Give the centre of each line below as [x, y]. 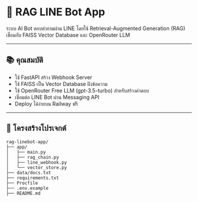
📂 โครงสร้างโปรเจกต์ [36, 128]
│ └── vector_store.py [37, 167]
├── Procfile [22, 183]
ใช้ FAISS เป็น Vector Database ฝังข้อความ [61, 84]
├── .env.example [27, 188]
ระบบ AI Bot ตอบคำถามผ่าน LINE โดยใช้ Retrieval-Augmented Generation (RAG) [96, 28]
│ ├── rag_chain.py [33, 157]
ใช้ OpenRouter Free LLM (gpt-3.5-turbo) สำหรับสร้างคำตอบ [82, 90]
